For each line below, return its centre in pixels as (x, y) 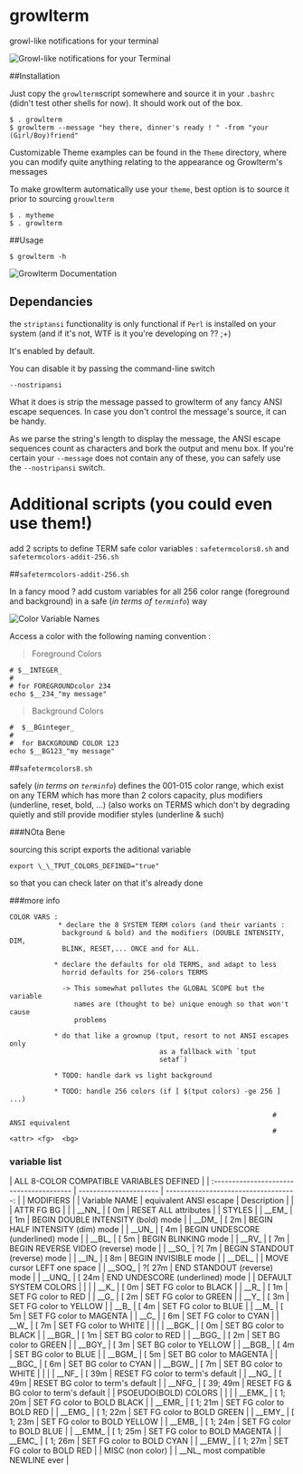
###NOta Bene (38, 832)
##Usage (27, 240)
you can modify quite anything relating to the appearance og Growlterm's (146, 162)
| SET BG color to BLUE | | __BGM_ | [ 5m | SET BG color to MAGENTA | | (144, 1354)
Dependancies (51, 302)
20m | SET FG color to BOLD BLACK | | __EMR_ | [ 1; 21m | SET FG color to (147, 1402)
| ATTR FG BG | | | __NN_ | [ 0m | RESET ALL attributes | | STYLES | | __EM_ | (151, 1210)
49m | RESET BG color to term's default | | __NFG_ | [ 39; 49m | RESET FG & (151, 1383)
